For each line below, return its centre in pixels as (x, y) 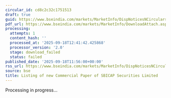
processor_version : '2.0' (37, 47)
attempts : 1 (23, 33)
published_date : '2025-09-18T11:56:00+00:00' (54, 62)
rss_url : (15, 66)
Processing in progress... (31, 90)
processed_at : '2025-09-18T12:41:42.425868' (58, 43)
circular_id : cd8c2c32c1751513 (38, 10)
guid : (11, 19)
